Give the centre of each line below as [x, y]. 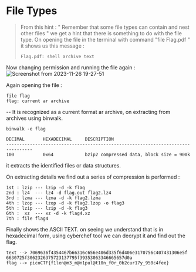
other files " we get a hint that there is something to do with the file [101, 33]
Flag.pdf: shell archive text [58, 56]
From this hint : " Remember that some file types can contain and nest [105, 27]
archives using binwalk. [35, 118]
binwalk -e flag [26, 129]
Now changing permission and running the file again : [71, 67]
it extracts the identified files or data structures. [64, 165]
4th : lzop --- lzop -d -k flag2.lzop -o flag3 [65, 203]
